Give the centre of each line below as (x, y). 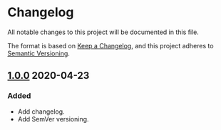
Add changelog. (41, 112)
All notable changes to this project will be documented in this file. (103, 32)
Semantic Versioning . (38, 53)
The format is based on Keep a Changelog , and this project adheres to (110, 45)
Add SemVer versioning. (53, 119)
